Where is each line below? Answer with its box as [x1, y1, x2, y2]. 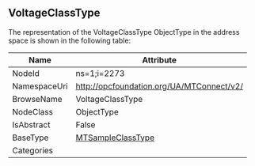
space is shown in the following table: [8, 36, 131, 45]
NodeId [12, 67, 40, 78]
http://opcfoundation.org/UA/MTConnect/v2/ [75, 81, 244, 92]
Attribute [142, 55, 177, 66]
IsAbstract [12, 119, 51, 130]
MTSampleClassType [75, 132, 154, 143]
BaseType [12, 132, 49, 143]
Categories [12, 145, 54, 156]
